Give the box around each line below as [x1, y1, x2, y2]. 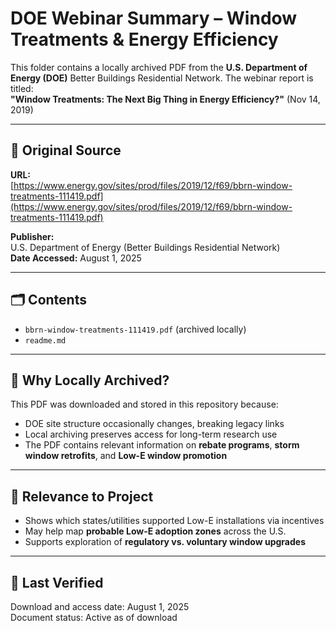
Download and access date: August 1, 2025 [10, 601, 190, 612]
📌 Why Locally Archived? [10, 372, 170, 389]
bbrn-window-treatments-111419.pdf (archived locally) [24, 323, 247, 335]
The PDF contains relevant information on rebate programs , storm [24, 439, 300, 451]
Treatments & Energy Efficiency [10, 28, 279, 51]
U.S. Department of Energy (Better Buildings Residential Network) [10, 241, 281, 253]
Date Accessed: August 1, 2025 [10, 252, 142, 264]
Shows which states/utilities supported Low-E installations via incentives [24, 515, 325, 527]
